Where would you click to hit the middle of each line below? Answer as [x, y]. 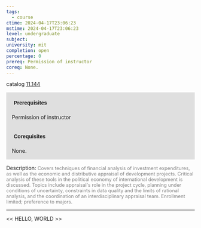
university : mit [26, 45]
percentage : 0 [24, 56]
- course [22, 17]
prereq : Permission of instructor [49, 61]
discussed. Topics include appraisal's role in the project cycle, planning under [94, 185]
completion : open [28, 51]
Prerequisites [31, 103]
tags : [13, 12]
